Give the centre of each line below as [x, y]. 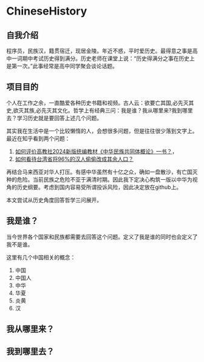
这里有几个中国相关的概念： [41, 257]
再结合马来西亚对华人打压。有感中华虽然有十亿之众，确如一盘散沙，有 [94, 172]
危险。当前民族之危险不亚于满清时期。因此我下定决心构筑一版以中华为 [104, 179]
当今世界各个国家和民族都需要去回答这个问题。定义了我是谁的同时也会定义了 [102, 237]
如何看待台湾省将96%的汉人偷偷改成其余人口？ [74, 159]
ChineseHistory [47, 11]
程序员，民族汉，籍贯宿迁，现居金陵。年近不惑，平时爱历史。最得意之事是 [99, 51]
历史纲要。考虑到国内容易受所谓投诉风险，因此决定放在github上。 [99, 187]
